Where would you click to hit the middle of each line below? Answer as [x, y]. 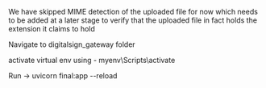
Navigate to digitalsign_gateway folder [72, 44]
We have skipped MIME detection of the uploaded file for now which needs [133, 12]
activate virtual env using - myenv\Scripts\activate [92, 60]
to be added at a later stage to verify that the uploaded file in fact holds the [133, 20]
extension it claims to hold [52, 29]
